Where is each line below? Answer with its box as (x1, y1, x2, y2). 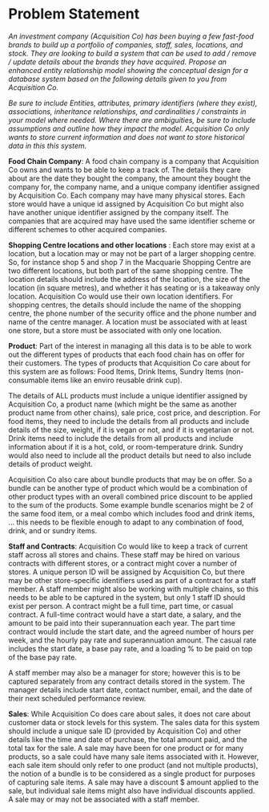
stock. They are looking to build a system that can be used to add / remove (8, 48, 257, 58)
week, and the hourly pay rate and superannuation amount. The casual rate (8, 635, 257, 645)
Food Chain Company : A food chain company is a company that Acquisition (8, 156, 259, 165)
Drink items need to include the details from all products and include (8, 433, 234, 443)
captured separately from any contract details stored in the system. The (8, 676, 246, 686)
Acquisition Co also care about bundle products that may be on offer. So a (8, 475, 253, 484)
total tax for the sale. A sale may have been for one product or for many (8, 743, 244, 753)
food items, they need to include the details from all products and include (8, 416, 250, 426)
